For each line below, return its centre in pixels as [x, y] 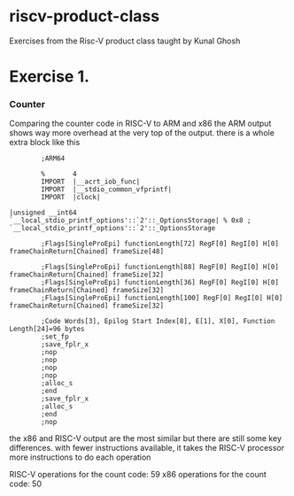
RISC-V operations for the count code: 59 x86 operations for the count [138, 475]
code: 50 [26, 484]
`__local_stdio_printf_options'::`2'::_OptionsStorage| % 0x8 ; [130, 221]
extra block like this [45, 143]
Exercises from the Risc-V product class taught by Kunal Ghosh [125, 41]
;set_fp [55, 337]
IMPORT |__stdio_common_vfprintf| [107, 190]
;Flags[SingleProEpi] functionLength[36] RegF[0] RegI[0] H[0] [160, 283]
